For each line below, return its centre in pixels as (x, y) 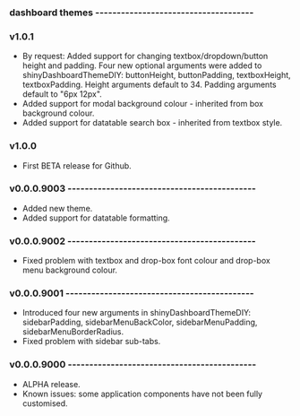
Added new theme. (57, 208)
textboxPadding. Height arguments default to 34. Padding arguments (149, 85)
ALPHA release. (51, 384)
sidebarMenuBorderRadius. (73, 332)
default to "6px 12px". (62, 94)
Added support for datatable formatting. (96, 218)
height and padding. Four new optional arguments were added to (142, 65)
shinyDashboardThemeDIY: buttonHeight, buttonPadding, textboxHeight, (156, 75)
